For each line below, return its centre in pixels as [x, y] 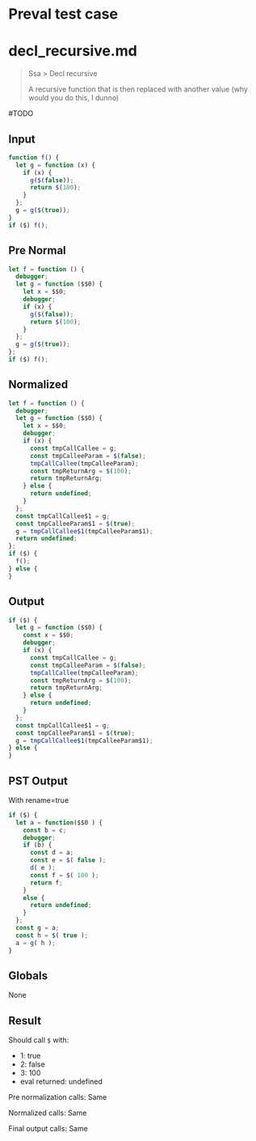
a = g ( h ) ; [36, 943]
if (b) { [38, 845]
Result [25, 1020]
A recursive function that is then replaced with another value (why [138, 89]
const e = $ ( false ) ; [68, 860]
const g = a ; [38, 928]
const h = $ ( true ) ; [52, 935]
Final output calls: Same [48, 1129]
